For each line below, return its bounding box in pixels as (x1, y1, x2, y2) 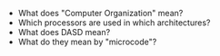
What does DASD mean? (17, 27, 111, 37)
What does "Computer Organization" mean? (17, 8, 184, 18)
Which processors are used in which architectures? (17, 17, 211, 28)
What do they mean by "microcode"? (17, 36, 157, 47)
